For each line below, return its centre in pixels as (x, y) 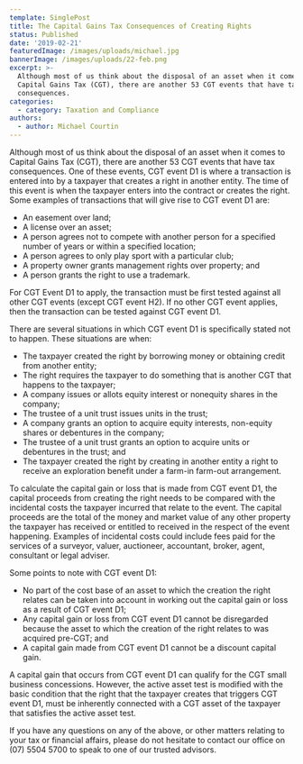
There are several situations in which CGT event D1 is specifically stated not (150, 329)
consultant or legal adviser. (60, 555)
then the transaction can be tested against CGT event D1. (115, 311)
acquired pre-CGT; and (65, 638)
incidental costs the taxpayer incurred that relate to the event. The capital (146, 507)
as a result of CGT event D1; (74, 609)
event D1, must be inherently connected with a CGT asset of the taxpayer (145, 703)
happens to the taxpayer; (69, 385)
